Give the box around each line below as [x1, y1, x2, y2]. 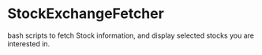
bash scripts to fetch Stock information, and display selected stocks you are [7, 31, 254, 40]
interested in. [7, 38, 51, 48]
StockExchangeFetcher [7, 5, 165, 23]
